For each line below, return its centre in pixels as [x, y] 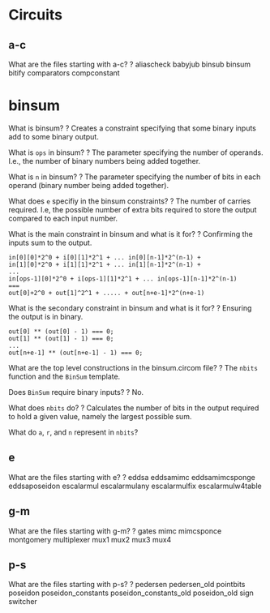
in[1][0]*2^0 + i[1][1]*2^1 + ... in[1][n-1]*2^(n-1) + [105, 264]
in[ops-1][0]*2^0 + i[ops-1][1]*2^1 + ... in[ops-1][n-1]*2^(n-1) [123, 279]
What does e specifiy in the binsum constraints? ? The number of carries [130, 201]
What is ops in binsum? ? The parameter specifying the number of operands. [136, 152]
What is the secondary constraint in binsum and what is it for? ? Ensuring [130, 308]
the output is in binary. [46, 316]
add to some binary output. [54, 136]
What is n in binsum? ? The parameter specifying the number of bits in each [135, 177]
